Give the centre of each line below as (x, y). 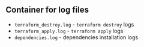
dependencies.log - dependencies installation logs (76, 37)
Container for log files (47, 10)
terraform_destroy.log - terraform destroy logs (74, 24)
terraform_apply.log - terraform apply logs (69, 31)
